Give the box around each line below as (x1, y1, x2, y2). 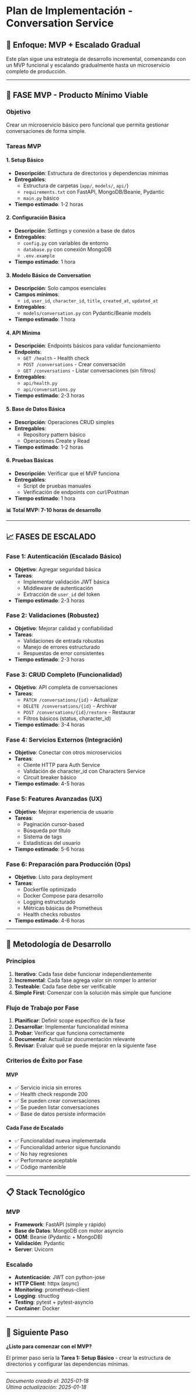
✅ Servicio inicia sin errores (14, 1084, 82, 1091)
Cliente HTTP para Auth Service (23, 762, 100, 769)
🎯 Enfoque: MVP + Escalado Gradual (6, 40, 141, 50)
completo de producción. (6, 68, 67, 74)
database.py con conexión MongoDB (23, 246, 112, 253)
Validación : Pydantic (14, 1240, 65, 1246)
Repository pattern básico (23, 431, 86, 438)
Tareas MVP (6, 142, 41, 150)
